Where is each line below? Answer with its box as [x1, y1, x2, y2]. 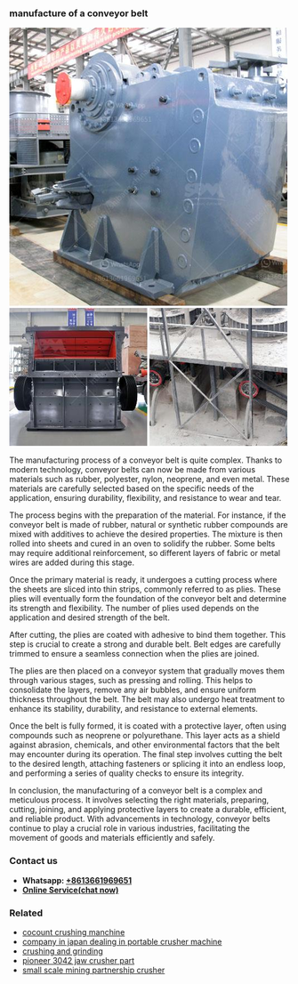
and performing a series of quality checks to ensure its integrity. [9, 768, 245, 778]
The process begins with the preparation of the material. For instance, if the [9, 510, 286, 520]
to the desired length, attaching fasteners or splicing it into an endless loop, [9, 759, 286, 770]
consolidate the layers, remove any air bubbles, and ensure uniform [9, 684, 256, 696]
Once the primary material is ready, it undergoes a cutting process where [9, 575, 278, 585]
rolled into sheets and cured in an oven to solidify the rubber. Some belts [9, 538, 276, 549]
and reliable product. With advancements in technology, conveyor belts [9, 813, 271, 825]
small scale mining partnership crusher [21, 964, 165, 975]
